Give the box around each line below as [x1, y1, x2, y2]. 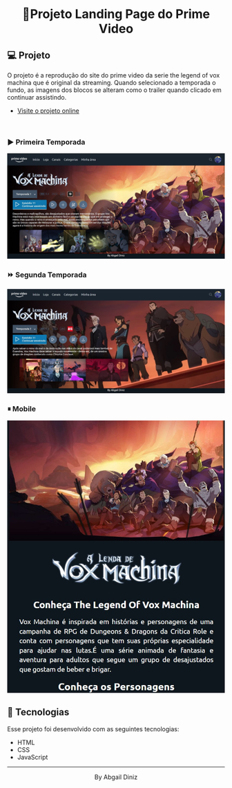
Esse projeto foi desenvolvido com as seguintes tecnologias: [7, 724, 180, 733]
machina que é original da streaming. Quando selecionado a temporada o [7, 79, 216, 86]
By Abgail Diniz [94, 773, 138, 781]
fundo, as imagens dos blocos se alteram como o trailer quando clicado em [7, 86, 222, 94]
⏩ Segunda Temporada [7, 270, 88, 280]
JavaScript [17, 753, 48, 761]
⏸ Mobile [7, 404, 37, 414]
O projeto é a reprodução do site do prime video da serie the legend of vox [7, 71, 220, 79]
